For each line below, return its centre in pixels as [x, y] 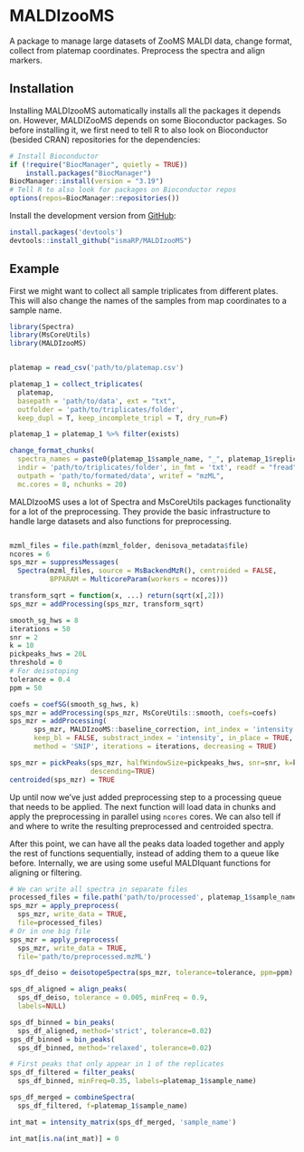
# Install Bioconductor [54, 156]
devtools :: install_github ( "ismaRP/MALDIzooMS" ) [101, 240]
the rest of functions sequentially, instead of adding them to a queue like [144, 853]
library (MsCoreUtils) [50, 335]
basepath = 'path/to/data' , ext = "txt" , [97, 401]
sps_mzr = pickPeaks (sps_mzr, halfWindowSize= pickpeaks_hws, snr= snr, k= [152, 763]
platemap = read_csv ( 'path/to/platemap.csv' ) [96, 368]
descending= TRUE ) [123, 771]
